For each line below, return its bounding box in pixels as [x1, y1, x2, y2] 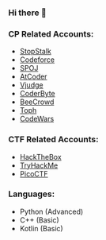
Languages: [8, 188, 55, 199]
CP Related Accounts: [8, 28, 94, 39]
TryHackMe [19, 161, 59, 170]
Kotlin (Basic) [19, 223, 63, 233]
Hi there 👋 [8, 7, 47, 18]
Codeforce [19, 55, 55, 64]
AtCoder [19, 72, 47, 82]
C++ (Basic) [19, 215, 59, 225]
